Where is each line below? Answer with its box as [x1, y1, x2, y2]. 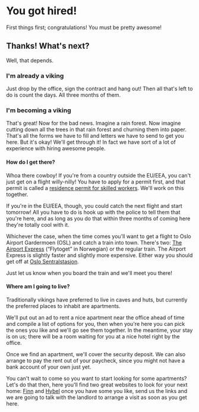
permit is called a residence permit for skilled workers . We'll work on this [6, 184, 184, 191]
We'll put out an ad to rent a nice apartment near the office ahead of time [6, 313, 185, 321]
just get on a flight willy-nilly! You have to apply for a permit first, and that [6, 178, 186, 185]
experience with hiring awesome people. [6, 145, 106, 152]
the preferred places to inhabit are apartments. [6, 302, 121, 309]
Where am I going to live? [6, 283, 70, 290]
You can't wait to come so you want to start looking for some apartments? [6, 375, 187, 382]
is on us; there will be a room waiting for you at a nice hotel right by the [6, 332, 180, 340]
